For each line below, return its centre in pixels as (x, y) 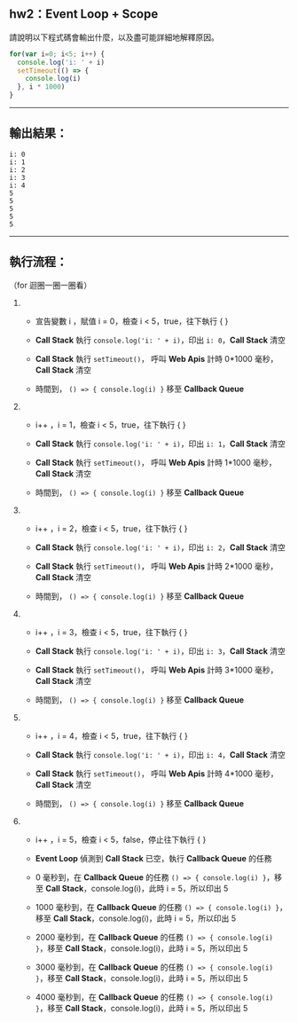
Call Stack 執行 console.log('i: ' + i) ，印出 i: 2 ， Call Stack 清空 (160, 547)
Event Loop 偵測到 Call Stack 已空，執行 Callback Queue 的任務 (153, 858)
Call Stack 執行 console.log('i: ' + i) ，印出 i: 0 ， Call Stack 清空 (160, 340)
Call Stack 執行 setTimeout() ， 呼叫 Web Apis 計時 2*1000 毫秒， (157, 566)
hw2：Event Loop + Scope (84, 14)
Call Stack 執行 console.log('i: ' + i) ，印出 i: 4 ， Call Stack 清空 (160, 754)
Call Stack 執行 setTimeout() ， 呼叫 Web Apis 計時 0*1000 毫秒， (157, 358)
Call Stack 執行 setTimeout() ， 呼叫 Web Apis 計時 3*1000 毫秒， (157, 670)
